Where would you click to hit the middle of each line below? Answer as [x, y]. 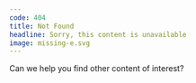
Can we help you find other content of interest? [97, 69]
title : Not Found [42, 26]
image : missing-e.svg [50, 43]
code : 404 [28, 18]
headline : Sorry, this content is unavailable [98, 34]
